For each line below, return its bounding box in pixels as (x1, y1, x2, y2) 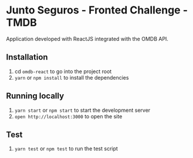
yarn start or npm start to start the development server (14, 107, 151, 114)
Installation (6, 52, 48, 62)
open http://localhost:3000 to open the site (14, 112, 123, 120)
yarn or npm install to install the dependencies (14, 74, 129, 81)
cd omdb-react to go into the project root (14, 68, 112, 75)
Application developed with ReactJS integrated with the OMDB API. (6, 35, 169, 42)
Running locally (6, 91, 65, 101)
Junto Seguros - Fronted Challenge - (6, 4, 188, 17)
